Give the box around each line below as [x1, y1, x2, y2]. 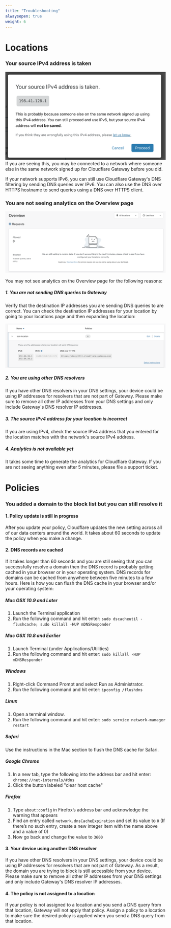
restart [12, 723, 29, 728]
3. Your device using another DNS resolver [5, 846, 97, 852]
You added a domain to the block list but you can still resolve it [5, 500, 163, 507]
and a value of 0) [12, 828, 49, 834]
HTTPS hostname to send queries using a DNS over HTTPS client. [5, 187, 144, 193]
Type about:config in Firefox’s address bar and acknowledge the [12, 806, 149, 813]
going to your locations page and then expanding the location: [5, 313, 136, 319]
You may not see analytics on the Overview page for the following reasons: [5, 278, 163, 284]
